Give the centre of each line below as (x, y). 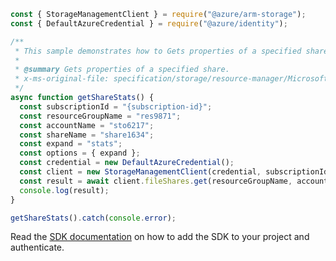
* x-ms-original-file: (62, 79)
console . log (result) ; (64, 190)
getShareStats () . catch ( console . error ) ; (93, 218)
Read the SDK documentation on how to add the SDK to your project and (160, 237)
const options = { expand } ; (80, 153)
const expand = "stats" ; (71, 144)
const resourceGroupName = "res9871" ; (100, 116)
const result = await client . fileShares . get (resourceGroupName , (156, 181)
